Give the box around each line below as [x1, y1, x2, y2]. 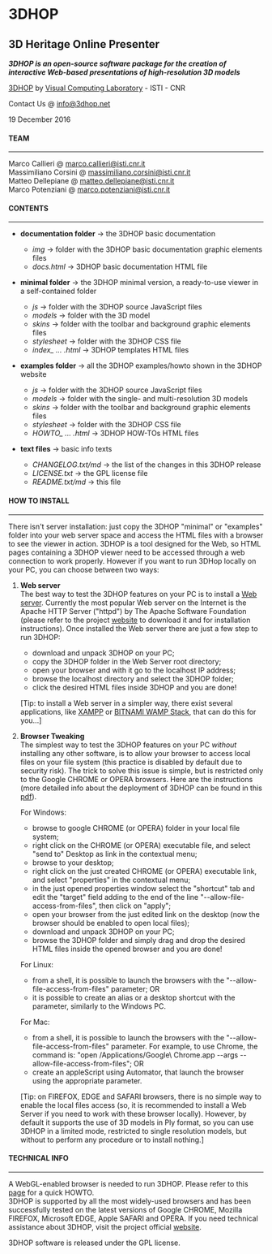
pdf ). [19, 791, 37, 801]
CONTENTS [8, 203, 49, 213]
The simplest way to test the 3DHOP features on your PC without [19, 740, 237, 750]
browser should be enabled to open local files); [32, 918, 190, 928]
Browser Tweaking [19, 731, 85, 741]
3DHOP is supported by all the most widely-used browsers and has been [8, 1196, 252, 1206]
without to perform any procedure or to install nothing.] [19, 1135, 205, 1144]
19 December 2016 [8, 115, 71, 124]
